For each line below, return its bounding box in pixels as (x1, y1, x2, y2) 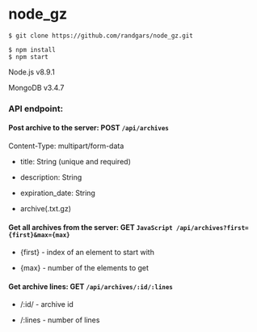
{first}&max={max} (8, 231, 70, 239)
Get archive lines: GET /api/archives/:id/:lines (8, 281, 174, 292)
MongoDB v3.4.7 (8, 83, 65, 92)
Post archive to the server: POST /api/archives (8, 123, 170, 133)
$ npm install (8, 45, 57, 53)
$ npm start (8, 53, 48, 61)
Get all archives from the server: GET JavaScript (8, 222, 173, 232)
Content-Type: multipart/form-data (8, 141, 124, 151)
